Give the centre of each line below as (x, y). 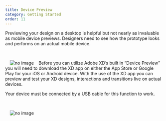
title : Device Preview (29, 10)
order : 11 (15, 19)
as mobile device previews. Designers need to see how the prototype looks (83, 38)
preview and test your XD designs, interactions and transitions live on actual (83, 79)
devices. (14, 84)
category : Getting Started (33, 14)
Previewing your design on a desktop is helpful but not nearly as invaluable (82, 33)
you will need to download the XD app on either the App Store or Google (79, 68)
